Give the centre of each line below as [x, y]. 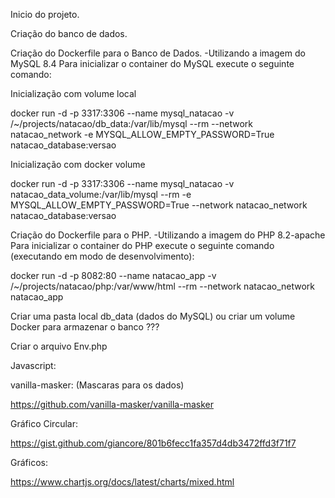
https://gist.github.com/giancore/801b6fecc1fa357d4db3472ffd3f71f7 [153, 443]
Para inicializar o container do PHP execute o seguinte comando [142, 245]
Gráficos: [29, 462]
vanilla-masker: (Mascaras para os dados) [97, 385]
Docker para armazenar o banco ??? [85, 327]
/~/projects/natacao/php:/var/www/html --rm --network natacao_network [162, 286]
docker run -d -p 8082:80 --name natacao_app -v [113, 275]
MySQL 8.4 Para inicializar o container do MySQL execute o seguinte [152, 63]
